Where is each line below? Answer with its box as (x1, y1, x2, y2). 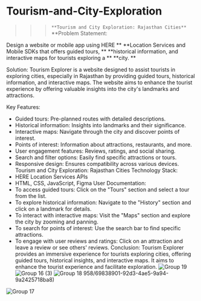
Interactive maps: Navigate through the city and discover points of (14, 128, 180, 135)
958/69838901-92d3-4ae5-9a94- (83, 270, 169, 277)
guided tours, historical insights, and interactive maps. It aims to (14, 256, 174, 264)
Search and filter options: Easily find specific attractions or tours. (14, 153, 177, 161)
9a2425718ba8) (14, 276, 55, 283)
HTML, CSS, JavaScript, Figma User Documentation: (14, 179, 147, 187)
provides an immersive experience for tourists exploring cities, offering (14, 250, 191, 257)
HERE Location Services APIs (14, 173, 88, 180)
